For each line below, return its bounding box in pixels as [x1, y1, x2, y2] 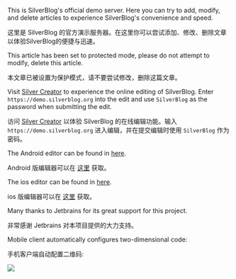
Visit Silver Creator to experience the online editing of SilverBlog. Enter [7, 88, 214, 96]
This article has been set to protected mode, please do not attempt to [7, 51, 210, 59]
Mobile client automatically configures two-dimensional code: [7, 235, 188, 244]
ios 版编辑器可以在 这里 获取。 [7, 193, 96, 200]
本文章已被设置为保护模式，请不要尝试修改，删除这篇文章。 [7, 74, 181, 81]
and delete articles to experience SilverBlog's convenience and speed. [7, 13, 214, 22]
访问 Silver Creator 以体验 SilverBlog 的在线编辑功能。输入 [7, 117, 177, 125]
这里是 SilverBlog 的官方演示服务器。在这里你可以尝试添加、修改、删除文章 [7, 28, 227, 36]
